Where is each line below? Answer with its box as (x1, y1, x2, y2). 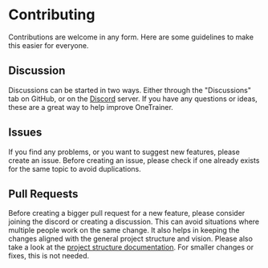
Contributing (8, 6, 95, 24)
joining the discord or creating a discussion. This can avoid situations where (8, 217, 260, 226)
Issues (8, 126, 43, 140)
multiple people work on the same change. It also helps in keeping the (8, 225, 240, 235)
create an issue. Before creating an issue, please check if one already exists (8, 155, 260, 165)
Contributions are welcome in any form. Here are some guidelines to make (8, 32, 254, 42)
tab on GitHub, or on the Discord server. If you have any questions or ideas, (8, 94, 258, 104)
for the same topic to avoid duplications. (8, 164, 142, 173)
